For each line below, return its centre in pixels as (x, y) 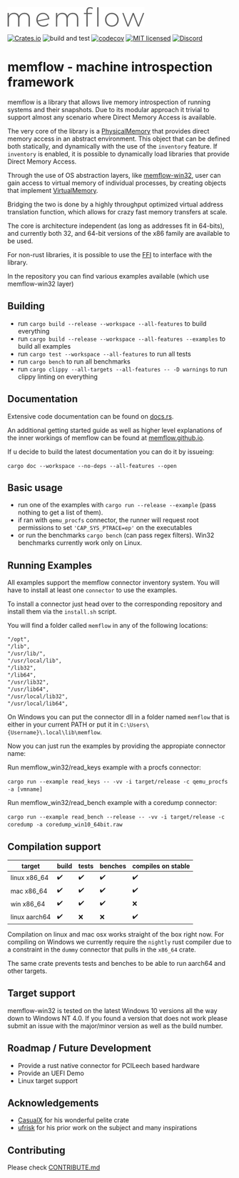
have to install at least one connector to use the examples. (92, 590)
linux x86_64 (30, 878)
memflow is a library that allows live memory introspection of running (109, 102)
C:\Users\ (135, 725)
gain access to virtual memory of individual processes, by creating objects (117, 183)
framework (41, 83)
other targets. (27, 971)
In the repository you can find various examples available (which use (108, 276)
